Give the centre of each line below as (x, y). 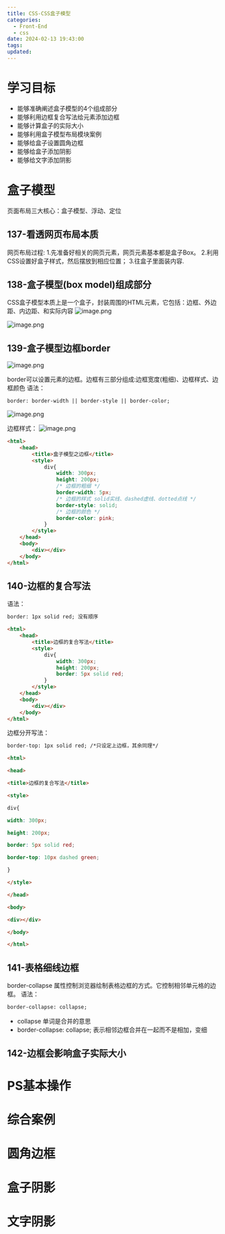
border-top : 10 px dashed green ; (53, 858)
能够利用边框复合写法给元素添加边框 (68, 117)
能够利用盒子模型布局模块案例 (59, 134)
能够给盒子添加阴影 (44, 151)
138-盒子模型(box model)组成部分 (80, 284)
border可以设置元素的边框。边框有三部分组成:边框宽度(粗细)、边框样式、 (110, 380)
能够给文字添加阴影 (44, 160)
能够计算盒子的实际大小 (50, 125)
